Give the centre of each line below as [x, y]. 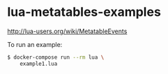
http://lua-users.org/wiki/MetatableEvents [67, 31]
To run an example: [35, 44]
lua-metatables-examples [84, 12]
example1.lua [39, 64]
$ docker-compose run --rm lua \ [56, 57]
